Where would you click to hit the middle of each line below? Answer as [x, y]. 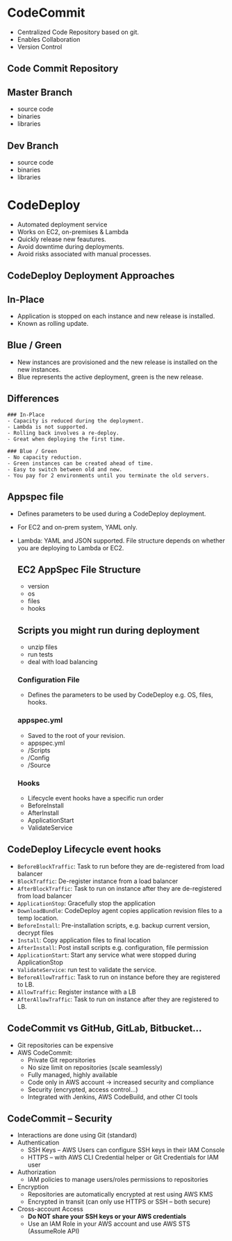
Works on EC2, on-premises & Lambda [73, 231]
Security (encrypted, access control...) [83, 1090]
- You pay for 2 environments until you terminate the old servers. [108, 475]
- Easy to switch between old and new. [65, 469]
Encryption [33, 1187]
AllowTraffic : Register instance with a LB [77, 992]
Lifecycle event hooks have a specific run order [96, 798]
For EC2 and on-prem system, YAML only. [77, 527]
